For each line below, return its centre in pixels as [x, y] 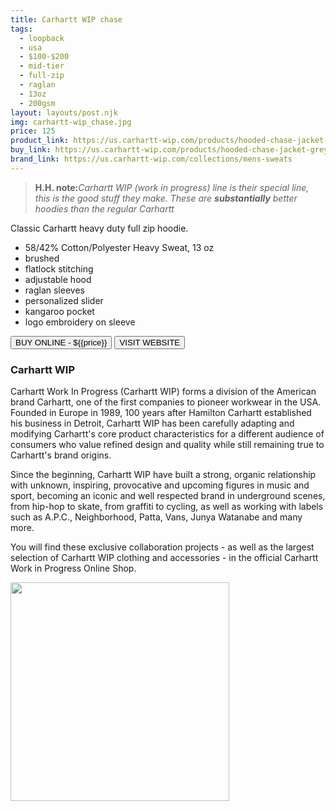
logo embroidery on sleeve [80, 322]
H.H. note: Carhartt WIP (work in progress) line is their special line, [172, 187]
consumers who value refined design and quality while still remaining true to [167, 445]
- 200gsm [37, 103]
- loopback [42, 38]
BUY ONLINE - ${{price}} [61, 342]
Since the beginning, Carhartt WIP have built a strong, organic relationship [163, 475]
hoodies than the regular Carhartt [104, 208]
